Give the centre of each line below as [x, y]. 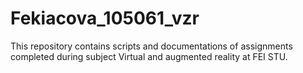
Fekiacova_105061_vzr [105, 18]
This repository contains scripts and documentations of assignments [151, 46]
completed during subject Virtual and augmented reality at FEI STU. [149, 56]
